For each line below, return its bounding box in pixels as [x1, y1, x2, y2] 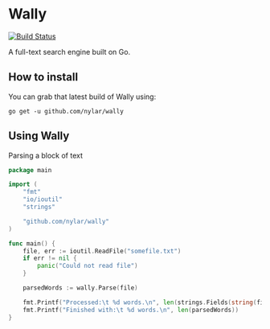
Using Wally [8, 130, 70, 143]
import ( [8, 180, 38, 189]
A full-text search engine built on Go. [8, 47, 131, 56]
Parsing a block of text [8, 150, 83, 160]
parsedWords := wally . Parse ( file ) [22, 284, 138, 292]
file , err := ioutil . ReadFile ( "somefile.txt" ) [22, 247, 182, 255]
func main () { [8, 239, 56, 248]
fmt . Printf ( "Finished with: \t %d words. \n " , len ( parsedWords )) [22, 306, 239, 314]
